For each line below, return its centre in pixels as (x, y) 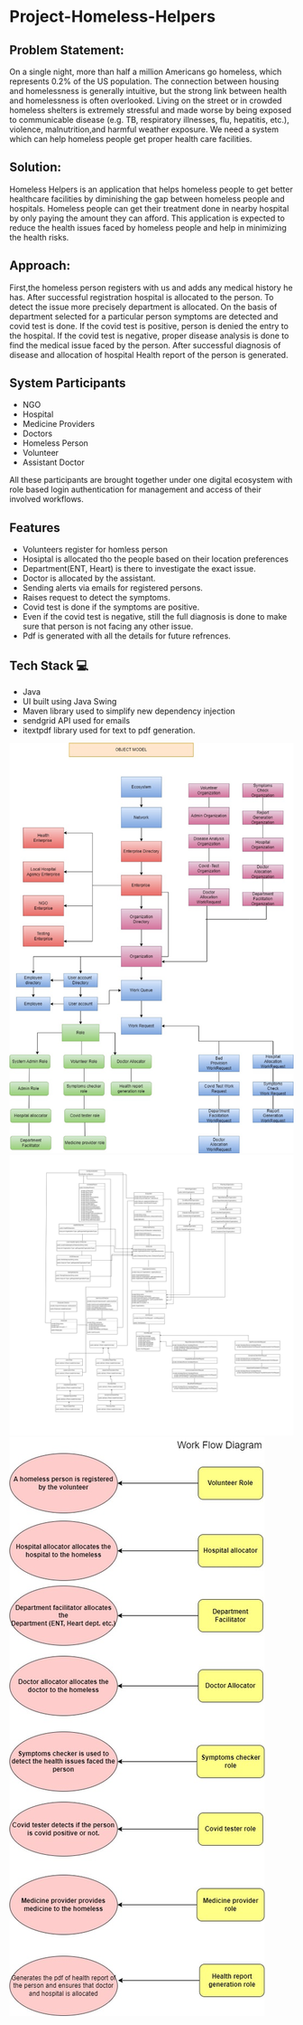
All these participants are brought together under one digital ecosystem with (151, 480)
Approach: (40, 265)
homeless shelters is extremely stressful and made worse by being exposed (151, 110)
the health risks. (39, 237)
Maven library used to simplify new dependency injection (129, 711)
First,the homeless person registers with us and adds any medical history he (151, 288)
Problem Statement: (67, 50)
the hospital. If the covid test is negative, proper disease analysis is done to (149, 336)
